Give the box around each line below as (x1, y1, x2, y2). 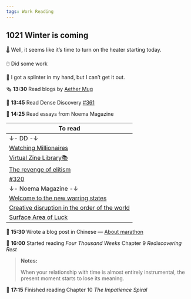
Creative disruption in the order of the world (9, 204, 130, 212)
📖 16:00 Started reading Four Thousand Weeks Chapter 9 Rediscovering (6, 240, 182, 247)
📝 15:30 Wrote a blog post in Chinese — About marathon (6, 229, 144, 236)
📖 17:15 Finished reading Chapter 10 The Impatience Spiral (6, 286, 148, 294)
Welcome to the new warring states (9, 194, 107, 203)
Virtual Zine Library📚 (9, 154, 68, 162)
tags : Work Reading (6, 8, 54, 15)
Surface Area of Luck (9, 213, 68, 221)
